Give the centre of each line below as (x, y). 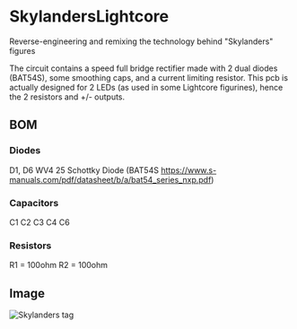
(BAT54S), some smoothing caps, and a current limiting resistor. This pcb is (149, 77)
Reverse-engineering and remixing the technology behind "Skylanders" (141, 41)
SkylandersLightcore (89, 17)
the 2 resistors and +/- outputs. (67, 97)
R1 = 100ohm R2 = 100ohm (59, 265)
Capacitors (34, 203)
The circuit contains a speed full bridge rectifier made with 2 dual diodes (144, 68)
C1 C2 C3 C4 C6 (39, 222)
